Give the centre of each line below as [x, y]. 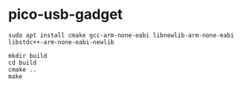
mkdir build [28, 56]
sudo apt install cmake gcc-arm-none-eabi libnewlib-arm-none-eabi [121, 35]
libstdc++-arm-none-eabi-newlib [61, 42]
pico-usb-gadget [66, 14]
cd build [22, 63]
